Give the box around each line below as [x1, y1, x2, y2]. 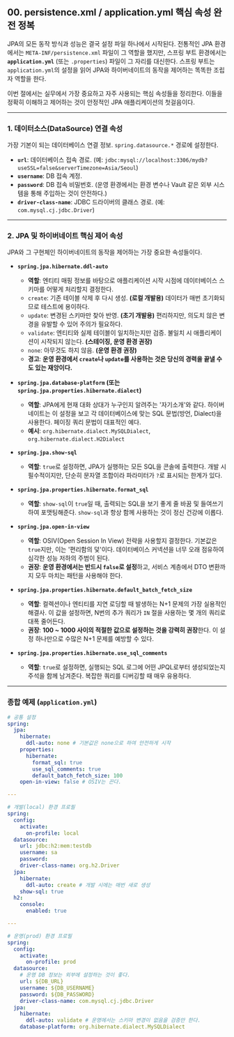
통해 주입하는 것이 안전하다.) [30, 189, 108, 197]
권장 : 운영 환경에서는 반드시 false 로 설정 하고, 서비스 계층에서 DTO [27, 563, 208, 571]
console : [19, 901, 45, 908]
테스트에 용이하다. [40, 303, 90, 311]
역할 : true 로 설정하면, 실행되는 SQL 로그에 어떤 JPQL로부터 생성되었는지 [27, 663, 226, 672]
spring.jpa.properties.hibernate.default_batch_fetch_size [17, 586, 193, 594]
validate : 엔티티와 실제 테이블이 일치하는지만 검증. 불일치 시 [27, 328, 192, 337]
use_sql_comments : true [32, 766, 101, 773]
